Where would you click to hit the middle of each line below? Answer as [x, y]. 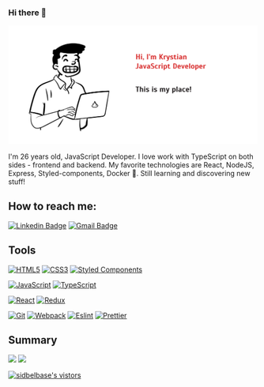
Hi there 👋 [28, 13]
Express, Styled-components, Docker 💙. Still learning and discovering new [129, 173]
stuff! [17, 182]
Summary [33, 340]
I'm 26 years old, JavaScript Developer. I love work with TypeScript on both [131, 156]
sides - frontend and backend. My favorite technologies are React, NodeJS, [131, 164]
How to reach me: [53, 207]
